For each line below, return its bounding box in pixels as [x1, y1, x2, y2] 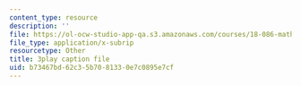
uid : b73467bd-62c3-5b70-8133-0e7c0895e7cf [9, 64, 175, 73]
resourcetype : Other [9, 47, 87, 56]
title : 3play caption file [9, 55, 110, 64]
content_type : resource [9, 13, 99, 22]
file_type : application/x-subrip [9, 38, 134, 47]
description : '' [9, 21, 70, 30]
